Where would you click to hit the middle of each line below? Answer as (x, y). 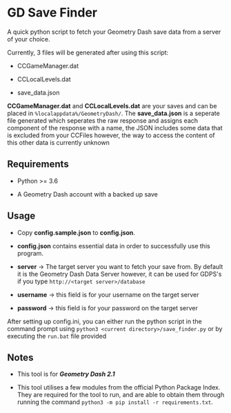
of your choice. (29, 39)
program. (30, 253)
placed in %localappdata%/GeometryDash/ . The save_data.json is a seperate (114, 113)
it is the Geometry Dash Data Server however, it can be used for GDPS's (119, 274)
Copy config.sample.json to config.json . (76, 232)
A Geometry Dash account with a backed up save (88, 194)
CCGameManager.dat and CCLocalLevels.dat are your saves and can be (112, 105)
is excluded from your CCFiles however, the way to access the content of (111, 135)
